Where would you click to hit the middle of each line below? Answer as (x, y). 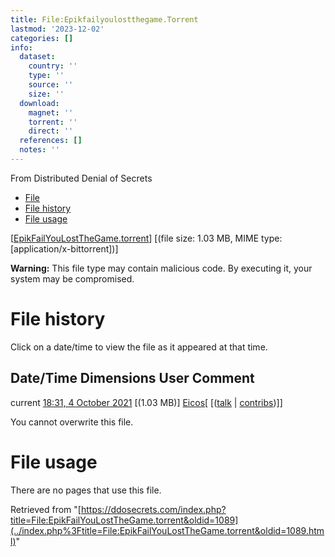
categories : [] (42, 38)
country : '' (53, 66)
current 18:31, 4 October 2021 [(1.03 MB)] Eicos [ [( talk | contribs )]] (146, 402)
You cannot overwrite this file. (72, 422)
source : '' (51, 85)
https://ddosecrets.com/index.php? (153, 509)
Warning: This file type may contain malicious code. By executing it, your (161, 268)
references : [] (51, 141)
